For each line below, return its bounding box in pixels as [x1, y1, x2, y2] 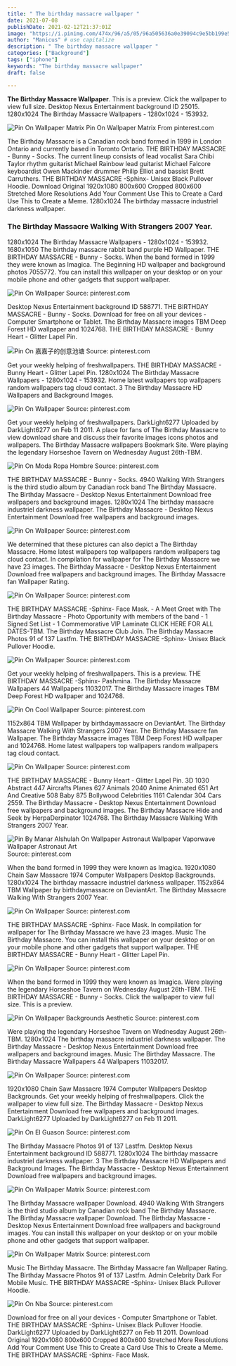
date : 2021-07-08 [7, 17, 58, 24]
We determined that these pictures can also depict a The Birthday [7, 540, 198, 548]
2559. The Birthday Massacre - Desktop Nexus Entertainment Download [7, 798, 216, 807]
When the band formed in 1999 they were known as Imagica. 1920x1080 [7, 863, 216, 871]
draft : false [7, 69, 46, 76]
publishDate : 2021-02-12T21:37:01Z [7, 23, 112, 30]
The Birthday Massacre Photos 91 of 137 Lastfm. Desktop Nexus [7, 1142, 193, 1150]
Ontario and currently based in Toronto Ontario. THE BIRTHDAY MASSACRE [7, 144, 226, 153]
